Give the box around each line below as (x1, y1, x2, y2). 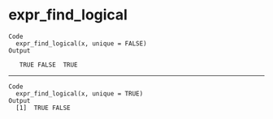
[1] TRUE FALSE (15, 104, 71, 112)
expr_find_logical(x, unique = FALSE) (15, 39, 148, 48)
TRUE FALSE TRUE (19, 61, 79, 69)
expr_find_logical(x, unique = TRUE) (15, 89, 144, 98)
